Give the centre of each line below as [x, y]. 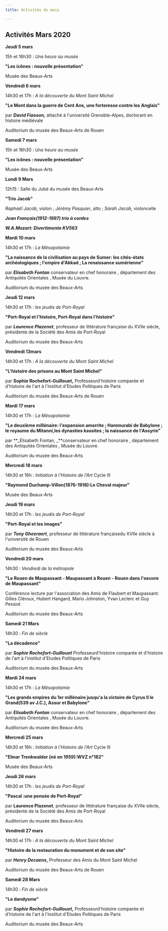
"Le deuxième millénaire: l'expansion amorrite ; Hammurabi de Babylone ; [84, 425]
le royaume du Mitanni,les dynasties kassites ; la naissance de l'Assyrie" [83, 431]
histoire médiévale [24, 121]
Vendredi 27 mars [24, 831]
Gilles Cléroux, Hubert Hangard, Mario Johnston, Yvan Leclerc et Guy [77, 599]
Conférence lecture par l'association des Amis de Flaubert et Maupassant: [82, 594]
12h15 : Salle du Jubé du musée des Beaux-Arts [55, 189]
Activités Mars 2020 [38, 35]
